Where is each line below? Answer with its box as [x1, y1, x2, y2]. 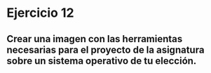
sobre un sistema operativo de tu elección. [6, 55, 197, 67]
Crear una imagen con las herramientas [6, 33, 183, 45]
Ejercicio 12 [6, 5, 74, 21]
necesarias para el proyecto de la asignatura [6, 44, 205, 55]
